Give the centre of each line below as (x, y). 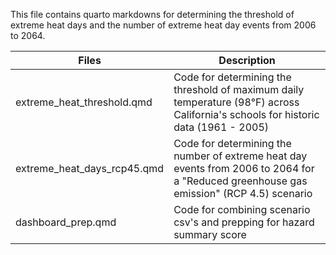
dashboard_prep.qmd (66, 222)
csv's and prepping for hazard (244, 222)
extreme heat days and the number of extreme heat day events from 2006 (163, 25)
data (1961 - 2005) (221, 127)
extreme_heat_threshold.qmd (84, 102)
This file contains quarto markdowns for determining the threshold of (152, 14)
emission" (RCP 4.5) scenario (243, 193)
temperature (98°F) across (236, 102)
